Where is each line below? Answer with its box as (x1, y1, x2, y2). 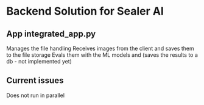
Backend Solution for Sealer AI (6, 4, 164, 18)
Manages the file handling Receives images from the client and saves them (6, 45, 195, 52)
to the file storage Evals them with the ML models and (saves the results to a (6, 51, 198, 59)
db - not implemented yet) (6, 58, 72, 65)
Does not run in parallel (6, 92, 65, 99)
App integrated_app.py (6, 29, 96, 39)
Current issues (6, 75, 64, 86)
